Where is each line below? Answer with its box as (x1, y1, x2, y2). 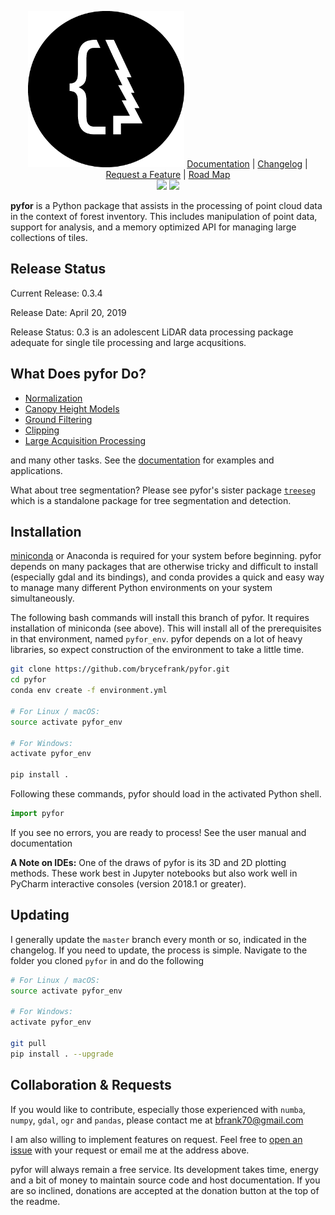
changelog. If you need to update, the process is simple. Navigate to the (10, 944, 308, 956)
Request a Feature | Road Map (105, 169, 231, 180)
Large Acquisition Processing (24, 434, 147, 446)
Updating (10, 907, 70, 924)
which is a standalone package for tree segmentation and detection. (10, 494, 292, 506)
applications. (10, 464, 63, 476)
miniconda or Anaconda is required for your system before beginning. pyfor (10, 550, 322, 562)
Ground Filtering (24, 413, 93, 425)
